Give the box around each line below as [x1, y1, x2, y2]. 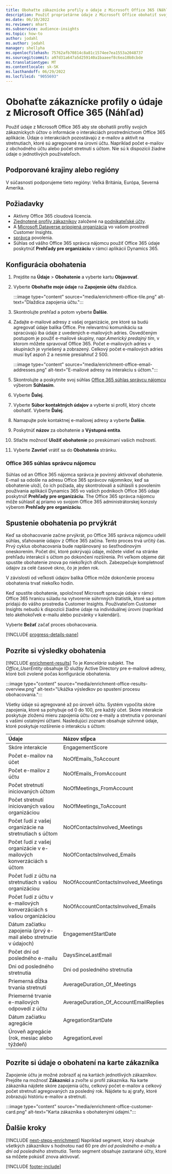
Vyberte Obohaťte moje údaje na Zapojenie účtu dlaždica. [13, 284, 137, 290]
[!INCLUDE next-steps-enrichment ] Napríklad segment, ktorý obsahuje [6, 1137, 155, 1143]
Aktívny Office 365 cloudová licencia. [13, 213, 92, 219]
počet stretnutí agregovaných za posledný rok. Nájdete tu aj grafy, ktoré [6, 1088, 157, 1094]
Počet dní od [8, 948, 39, 955]
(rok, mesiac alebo [8, 1035, 53, 1042]
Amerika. [6, 184, 25, 191]
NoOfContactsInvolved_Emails [63, 851, 136, 858]
